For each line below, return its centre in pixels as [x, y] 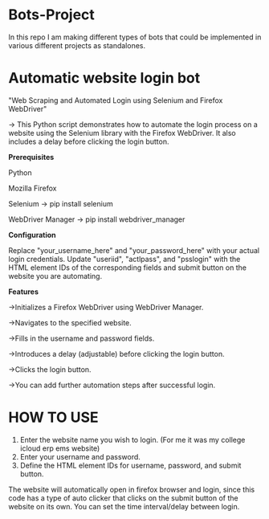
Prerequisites [31, 157]
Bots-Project [51, 15]
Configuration [32, 235]
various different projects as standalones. [77, 45]
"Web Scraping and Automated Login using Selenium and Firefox [116, 100]
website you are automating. [55, 276]
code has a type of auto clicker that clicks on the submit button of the [123, 498]
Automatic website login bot [104, 78]
